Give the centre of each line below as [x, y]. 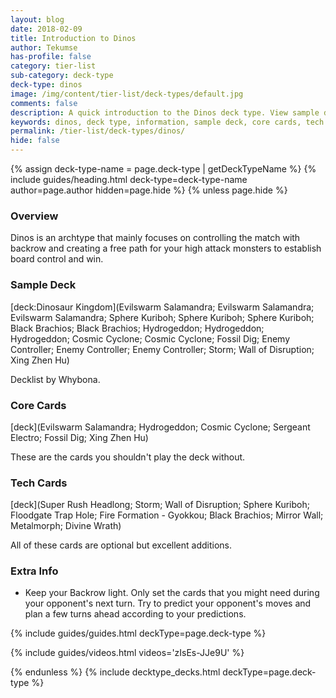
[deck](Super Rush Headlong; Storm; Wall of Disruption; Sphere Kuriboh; [160, 505]
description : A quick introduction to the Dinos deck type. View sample [165, 112]
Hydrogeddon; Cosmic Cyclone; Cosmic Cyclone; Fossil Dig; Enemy [150, 338]
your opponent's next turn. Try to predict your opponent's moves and [168, 603]
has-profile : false [51, 57]
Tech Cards [39, 483]
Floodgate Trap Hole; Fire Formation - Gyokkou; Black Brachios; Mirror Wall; [167, 515]
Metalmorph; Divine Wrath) [66, 526]
